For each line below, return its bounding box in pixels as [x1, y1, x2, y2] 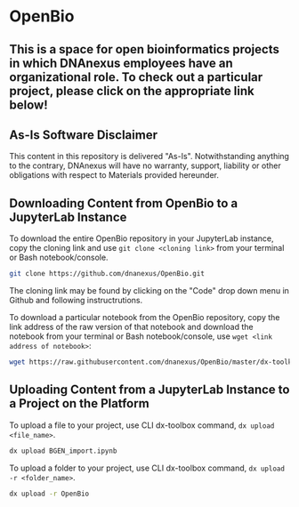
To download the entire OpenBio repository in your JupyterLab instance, [9, 233, 274, 244]
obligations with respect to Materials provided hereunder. [9, 170, 220, 181]
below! [9, 97, 48, 112]
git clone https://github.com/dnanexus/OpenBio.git [9, 270, 205, 278]
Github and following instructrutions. [9, 295, 143, 306]
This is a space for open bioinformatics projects [9, 42, 280, 57]
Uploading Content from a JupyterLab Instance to [9, 382, 290, 398]
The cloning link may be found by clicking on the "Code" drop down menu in [9, 286, 289, 296]
